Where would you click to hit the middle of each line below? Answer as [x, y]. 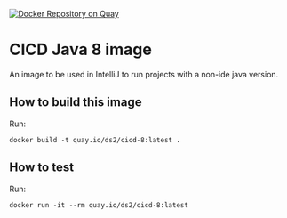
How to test [41, 168]
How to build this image [76, 102]
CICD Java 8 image [81, 50]
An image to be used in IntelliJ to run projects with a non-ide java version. [144, 74]
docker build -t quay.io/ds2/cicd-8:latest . [95, 140]
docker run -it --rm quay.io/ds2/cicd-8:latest [99, 205]
